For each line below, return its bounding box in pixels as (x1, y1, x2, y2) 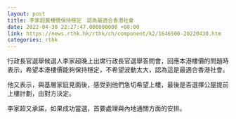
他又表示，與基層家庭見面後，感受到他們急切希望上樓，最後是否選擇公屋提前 (7, 80, 229, 89)
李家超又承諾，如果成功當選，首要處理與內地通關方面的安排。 (7, 104, 186, 113)
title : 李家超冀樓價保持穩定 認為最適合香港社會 (7, 17, 134, 24)
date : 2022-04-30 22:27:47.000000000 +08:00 (7, 23, 140, 30)
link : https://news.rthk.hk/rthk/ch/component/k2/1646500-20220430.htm (7, 30, 221, 37)
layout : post (7, 10, 46, 18)
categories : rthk (7, 37, 58, 44)
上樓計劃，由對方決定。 (7, 89, 75, 98)
